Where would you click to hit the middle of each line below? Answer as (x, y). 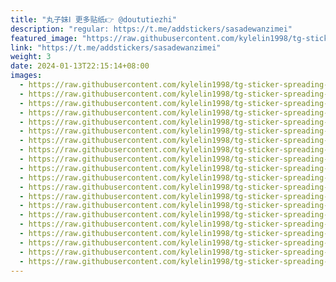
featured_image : (44, 38)
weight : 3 (31, 57)
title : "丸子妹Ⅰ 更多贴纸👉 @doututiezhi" (93, 19)
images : (26, 76)
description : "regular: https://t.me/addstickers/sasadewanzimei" (151, 29)
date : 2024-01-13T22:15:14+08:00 (80, 66)
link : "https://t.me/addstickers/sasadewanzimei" (116, 47)
